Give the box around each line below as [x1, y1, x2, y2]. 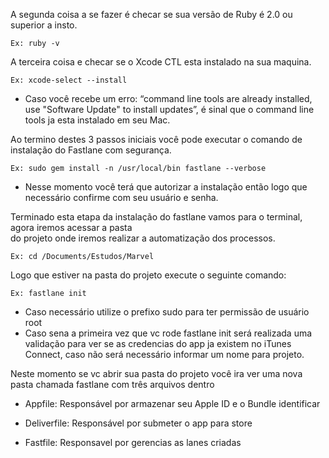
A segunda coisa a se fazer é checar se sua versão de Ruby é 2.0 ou [10, 9, 293, 20]
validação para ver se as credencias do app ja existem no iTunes [24, 338, 292, 349]
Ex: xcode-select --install [10, 75, 128, 85]
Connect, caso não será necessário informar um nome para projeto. [24, 349, 305, 360]
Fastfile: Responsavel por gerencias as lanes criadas [24, 437, 242, 448]
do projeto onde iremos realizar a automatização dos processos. [10, 232, 276, 244]
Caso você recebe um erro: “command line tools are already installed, [24, 93, 313, 104]
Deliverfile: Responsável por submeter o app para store [24, 417, 253, 429]
